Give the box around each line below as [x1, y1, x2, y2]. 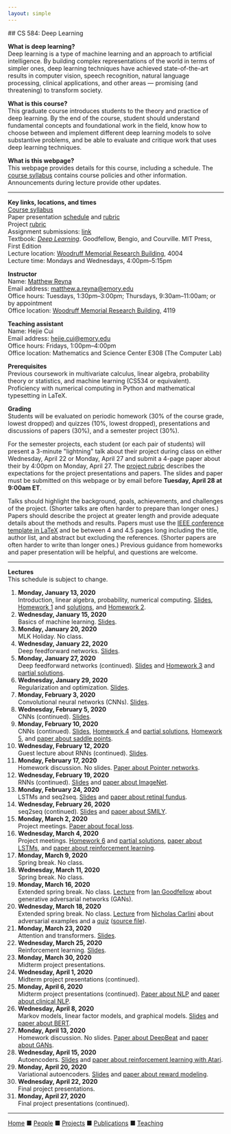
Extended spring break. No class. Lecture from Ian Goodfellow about [17, 887, 212, 896]
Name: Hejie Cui [8, 327, 54, 335]
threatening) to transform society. [8, 86, 103, 94]
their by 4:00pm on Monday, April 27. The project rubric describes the [8, 462, 206, 470]
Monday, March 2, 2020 [17, 815, 88, 823]
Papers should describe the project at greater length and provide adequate [8, 511, 219, 519]
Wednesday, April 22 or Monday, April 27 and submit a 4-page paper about [8, 454, 221, 462]
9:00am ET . [8, 484, 42, 492]
